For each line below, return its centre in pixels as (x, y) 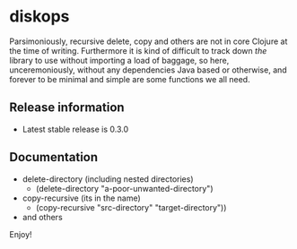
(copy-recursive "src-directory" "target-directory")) (131, 207)
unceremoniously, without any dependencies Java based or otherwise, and (148, 70)
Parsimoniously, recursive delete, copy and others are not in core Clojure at (148, 41)
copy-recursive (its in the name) (81, 198)
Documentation (54, 157)
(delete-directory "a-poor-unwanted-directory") (124, 188)
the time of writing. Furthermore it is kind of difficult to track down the (138, 50)
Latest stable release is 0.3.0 (75, 129)
